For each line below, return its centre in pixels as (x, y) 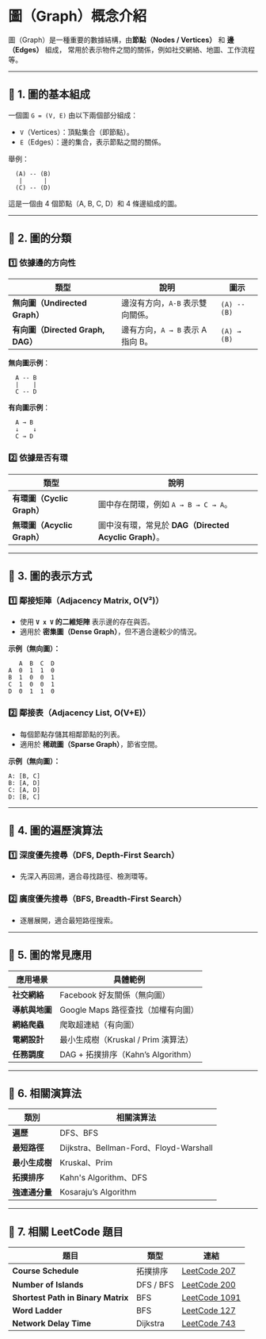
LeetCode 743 (209, 1324)
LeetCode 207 (209, 1271)
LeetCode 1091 (211, 1298)
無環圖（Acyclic (42, 525)
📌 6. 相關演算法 (45, 1093)
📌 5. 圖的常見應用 (50, 955)
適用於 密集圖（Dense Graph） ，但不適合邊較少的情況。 (110, 632)
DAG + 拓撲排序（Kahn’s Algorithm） (128, 1054)
